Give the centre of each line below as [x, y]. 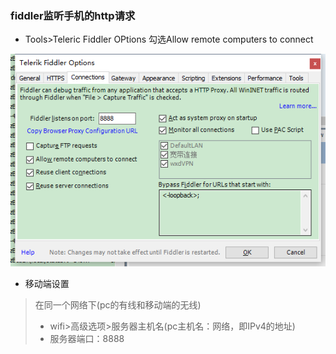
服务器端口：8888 [87, 338]
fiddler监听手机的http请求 [73, 15]
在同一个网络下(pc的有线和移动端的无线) [118, 304]
